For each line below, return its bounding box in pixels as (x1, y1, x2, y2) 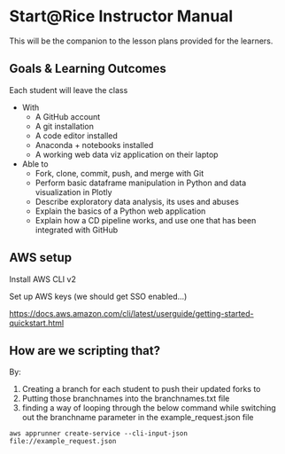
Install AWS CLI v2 (9, 273, 77, 285)
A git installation (35, 121, 95, 131)
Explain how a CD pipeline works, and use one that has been (35, 215, 257, 225)
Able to (21, 158, 49, 169)
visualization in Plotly (35, 186, 112, 197)
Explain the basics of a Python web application (35, 206, 206, 216)
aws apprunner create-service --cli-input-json (9, 429, 189, 438)
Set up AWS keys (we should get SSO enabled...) (9, 291, 188, 301)
